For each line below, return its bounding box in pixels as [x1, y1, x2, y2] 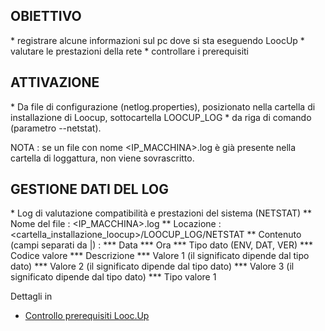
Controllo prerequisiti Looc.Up [24, 310, 150, 322]
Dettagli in [10, 290, 53, 303]
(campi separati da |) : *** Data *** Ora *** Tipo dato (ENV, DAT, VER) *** [10, 239, 314, 251]
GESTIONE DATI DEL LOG [10, 181, 169, 198]
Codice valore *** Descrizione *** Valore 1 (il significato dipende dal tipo [10, 250, 310, 262]
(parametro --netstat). [10, 122, 102, 134]
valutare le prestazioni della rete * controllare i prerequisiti [10, 45, 250, 57]
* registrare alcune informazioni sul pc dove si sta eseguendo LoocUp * [10, 34, 305, 46]
